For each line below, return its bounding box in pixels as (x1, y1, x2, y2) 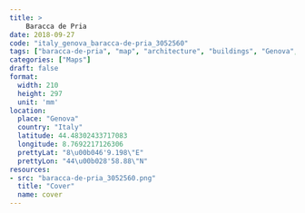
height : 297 (17, 89, 64, 98)
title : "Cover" (17, 182, 75, 191)
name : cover (17, 190, 64, 199)
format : (9, 73, 39, 82)
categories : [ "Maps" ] (9, 55, 92, 64)
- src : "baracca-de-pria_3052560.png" (9, 173, 156, 182)
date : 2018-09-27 (9, 30, 75, 39)
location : (9, 106, 47, 115)
